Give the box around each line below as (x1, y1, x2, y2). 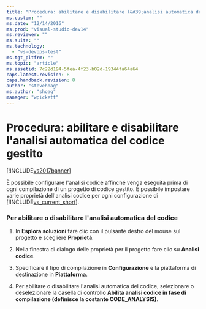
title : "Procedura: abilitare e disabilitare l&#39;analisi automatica (6, 9, 193, 15)
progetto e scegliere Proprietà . (15, 234, 94, 241)
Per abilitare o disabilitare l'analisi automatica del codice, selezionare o (15, 282, 194, 289)
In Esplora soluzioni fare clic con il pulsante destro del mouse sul (15, 227, 181, 234)
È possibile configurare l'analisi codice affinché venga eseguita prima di (6, 179, 188, 186)
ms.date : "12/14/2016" (6, 20, 64, 26)
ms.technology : (6, 43, 45, 50)
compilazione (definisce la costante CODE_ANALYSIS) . (15, 295, 158, 303)
